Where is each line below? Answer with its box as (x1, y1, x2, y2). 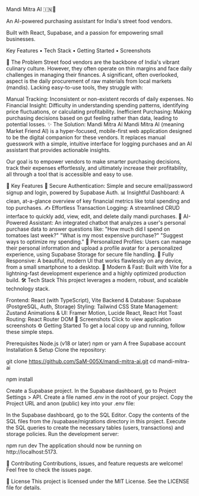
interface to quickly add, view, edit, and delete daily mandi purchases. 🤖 (6, 213, 182, 220)
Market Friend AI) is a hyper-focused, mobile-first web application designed (6, 128, 192, 134)
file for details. (6, 484, 42, 491)
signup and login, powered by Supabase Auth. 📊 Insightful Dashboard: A (6, 189, 185, 196)
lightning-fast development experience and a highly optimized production (6, 270, 186, 277)
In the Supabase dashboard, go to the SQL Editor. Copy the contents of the (6, 411, 189, 418)
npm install (6, 376, 33, 383)
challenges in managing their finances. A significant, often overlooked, (6, 72, 179, 78)
